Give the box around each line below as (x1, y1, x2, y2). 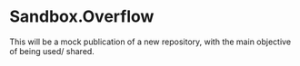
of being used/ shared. (9, 45, 95, 56)
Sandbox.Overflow (9, 6, 155, 27)
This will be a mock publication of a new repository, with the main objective (9, 36, 292, 47)
